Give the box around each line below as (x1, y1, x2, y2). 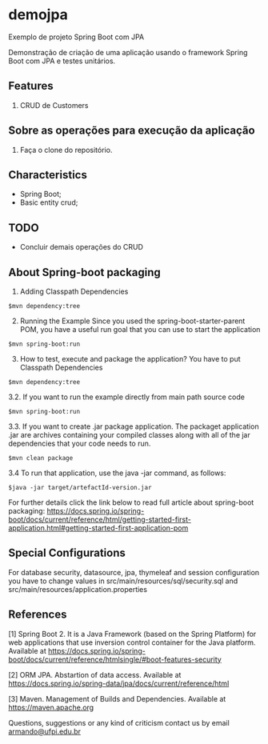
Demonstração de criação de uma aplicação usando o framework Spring (8, 47, 248, 57)
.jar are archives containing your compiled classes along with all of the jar (8, 430, 250, 439)
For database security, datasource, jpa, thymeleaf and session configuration (8, 567, 260, 577)
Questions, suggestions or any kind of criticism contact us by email (8, 718, 230, 727)
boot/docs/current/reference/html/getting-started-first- (8, 514, 192, 524)
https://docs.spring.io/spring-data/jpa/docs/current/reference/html (8, 678, 230, 688)
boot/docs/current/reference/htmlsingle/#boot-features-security (8, 654, 222, 664)
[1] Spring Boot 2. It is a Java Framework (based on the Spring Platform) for (8, 629, 257, 638)
